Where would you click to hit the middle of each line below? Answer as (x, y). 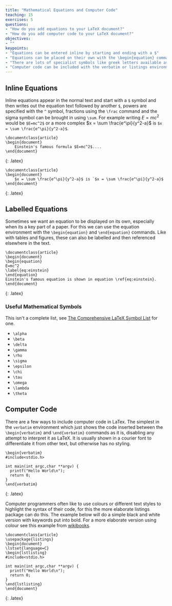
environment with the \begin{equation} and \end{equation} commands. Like (86, 232)
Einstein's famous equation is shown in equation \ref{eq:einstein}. (81, 280)
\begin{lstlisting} (26, 553)
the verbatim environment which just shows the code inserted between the (84, 427)
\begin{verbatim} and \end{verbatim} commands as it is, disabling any (80, 432)
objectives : (18, 39)
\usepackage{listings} (29, 539)
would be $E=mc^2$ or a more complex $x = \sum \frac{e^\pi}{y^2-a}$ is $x (84, 123)
